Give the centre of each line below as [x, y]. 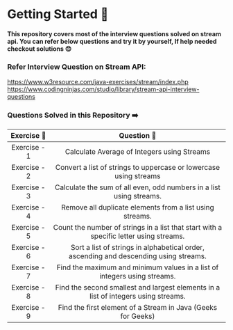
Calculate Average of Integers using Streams [137, 152]
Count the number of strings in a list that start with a [138, 228]
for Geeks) [138, 316]
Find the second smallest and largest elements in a [138, 288]
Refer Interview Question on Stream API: [77, 67]
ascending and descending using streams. [137, 256]
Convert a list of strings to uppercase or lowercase [138, 168]
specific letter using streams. [138, 236]
